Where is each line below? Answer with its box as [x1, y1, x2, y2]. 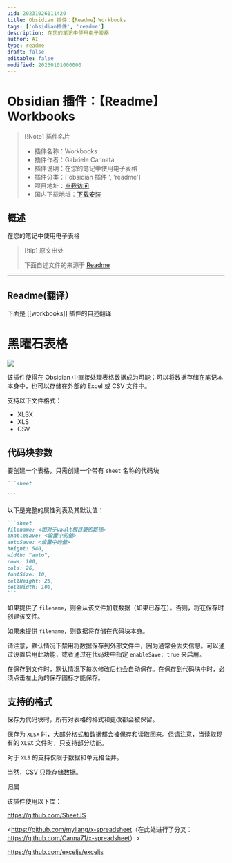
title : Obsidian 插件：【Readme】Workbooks [7, 17, 126, 23]
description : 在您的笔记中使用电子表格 [7, 29, 109, 37]
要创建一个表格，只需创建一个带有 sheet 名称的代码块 [7, 466, 159, 474]
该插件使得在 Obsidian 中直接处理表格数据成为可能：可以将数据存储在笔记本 [7, 374, 224, 382]
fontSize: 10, [7, 571, 48, 578]
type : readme [7, 42, 45, 49]
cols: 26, [7, 564, 36, 572]
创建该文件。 [7, 612, 43, 621]
